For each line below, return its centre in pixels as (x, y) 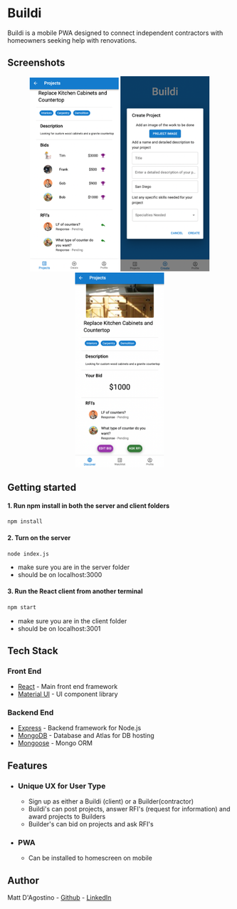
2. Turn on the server (39, 537)
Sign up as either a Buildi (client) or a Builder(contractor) (111, 801)
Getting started (42, 488)
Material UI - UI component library (68, 694)
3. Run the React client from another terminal (75, 591)
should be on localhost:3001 (59, 628)
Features (27, 765)
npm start (22, 607)
